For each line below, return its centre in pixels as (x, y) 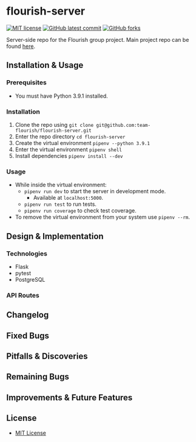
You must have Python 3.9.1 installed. (61, 96)
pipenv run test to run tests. (60, 204)
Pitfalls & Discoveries (47, 356)
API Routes (23, 295)
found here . (21, 46)
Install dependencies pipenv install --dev (69, 155)
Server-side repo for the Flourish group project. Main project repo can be (98, 39)
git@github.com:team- (123, 125)
